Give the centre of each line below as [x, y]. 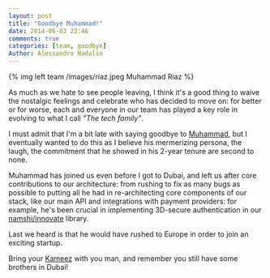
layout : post [30, 16]
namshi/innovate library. [49, 218]
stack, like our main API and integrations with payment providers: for [123, 201]
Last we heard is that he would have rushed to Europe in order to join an [129, 234]
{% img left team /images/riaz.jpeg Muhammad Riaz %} [101, 77]
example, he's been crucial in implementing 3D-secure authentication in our [135, 210]
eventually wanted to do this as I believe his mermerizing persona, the [125, 142]
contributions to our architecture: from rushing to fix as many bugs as [124, 184]
